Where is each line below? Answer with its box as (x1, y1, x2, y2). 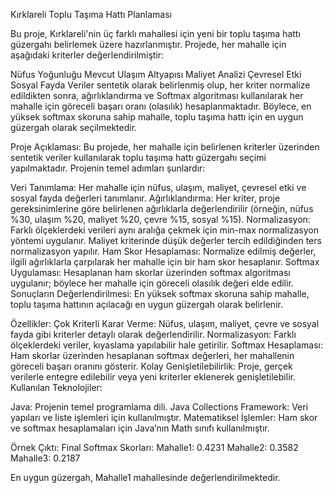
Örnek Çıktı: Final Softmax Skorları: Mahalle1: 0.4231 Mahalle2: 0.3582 (10, 442, 299, 453)
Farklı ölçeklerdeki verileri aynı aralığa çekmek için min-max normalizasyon (10, 224, 320, 236)
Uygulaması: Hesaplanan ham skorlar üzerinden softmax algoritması (10, 267, 291, 278)
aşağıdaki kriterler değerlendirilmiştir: (10, 49, 165, 61)
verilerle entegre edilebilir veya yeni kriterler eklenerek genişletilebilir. (10, 371, 296, 383)
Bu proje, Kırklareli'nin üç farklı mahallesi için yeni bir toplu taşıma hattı (10, 28, 301, 39)
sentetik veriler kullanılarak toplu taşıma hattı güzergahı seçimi (10, 152, 267, 163)
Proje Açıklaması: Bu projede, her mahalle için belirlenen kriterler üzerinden (10, 141, 320, 153)
